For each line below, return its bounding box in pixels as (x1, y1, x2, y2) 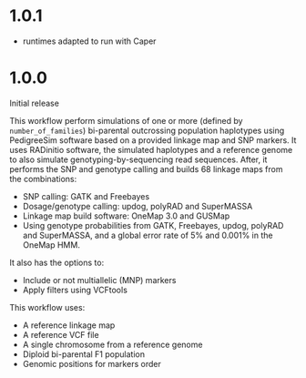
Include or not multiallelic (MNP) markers (22, 274, 177, 285)
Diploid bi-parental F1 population (22, 348, 146, 360)
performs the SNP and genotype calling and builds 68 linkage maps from (9, 163, 283, 174)
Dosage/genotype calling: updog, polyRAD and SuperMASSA (22, 200, 253, 211)
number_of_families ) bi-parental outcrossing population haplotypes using (9, 125, 285, 136)
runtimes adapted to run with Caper (22, 36, 157, 46)
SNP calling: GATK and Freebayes (22, 190, 150, 201)
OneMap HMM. (22, 239, 80, 250)
